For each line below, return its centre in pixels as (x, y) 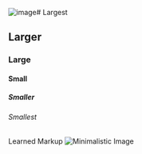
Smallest (23, 117)
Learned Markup (36, 141)
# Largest (52, 12)
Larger (25, 37)
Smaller (22, 97)
